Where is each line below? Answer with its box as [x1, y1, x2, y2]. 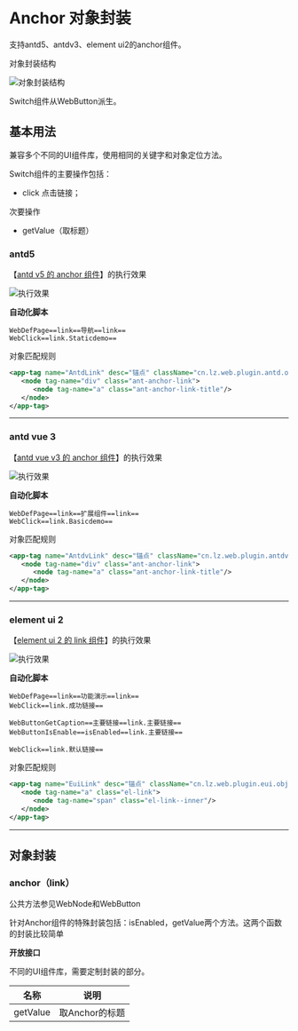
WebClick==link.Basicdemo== [9, 517, 114, 526]
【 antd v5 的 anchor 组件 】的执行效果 [9, 269, 147, 280]
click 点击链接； [21, 187, 82, 198]
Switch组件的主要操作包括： [9, 168, 113, 178]
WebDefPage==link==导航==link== [9, 326, 126, 336]
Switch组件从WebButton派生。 [9, 95, 122, 107]
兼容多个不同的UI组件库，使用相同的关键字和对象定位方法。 [9, 149, 228, 160]
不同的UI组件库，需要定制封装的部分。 [9, 966, 150, 977]
